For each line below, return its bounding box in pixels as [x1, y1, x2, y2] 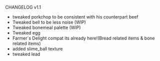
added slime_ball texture [12, 46, 63, 51]
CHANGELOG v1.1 [5, 4, 41, 10]
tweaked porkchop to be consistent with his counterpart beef [12, 14, 139, 19]
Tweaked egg [12, 30, 41, 35]
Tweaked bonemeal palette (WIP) [12, 24, 81, 30]
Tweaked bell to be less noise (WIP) [12, 19, 86, 25]
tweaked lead [12, 51, 41, 57]
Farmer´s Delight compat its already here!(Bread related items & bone [12, 35, 155, 41]
